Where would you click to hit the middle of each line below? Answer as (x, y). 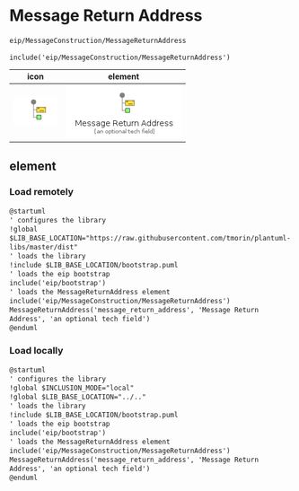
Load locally (36, 350)
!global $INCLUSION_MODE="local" (72, 388)
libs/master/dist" (44, 247)
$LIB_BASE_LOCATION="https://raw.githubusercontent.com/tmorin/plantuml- (150, 238)
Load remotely (42, 191)
